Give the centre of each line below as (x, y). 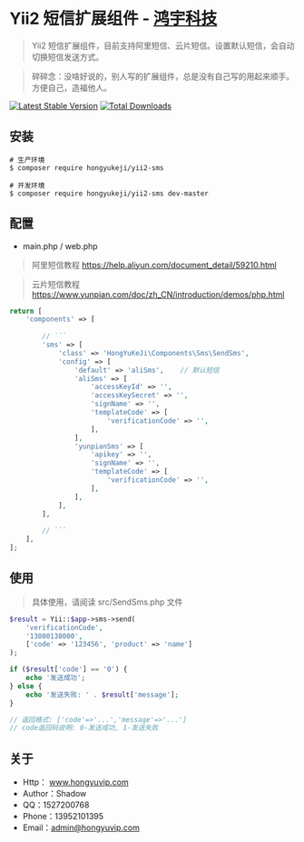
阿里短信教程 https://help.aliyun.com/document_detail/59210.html (154, 265)
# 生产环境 (27, 160)
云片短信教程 (55, 284)
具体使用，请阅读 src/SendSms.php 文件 (107, 602)
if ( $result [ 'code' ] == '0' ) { (69, 669)
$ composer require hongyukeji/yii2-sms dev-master (109, 193)
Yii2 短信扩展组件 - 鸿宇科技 (113, 19)
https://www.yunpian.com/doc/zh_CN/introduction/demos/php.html (158, 294)
